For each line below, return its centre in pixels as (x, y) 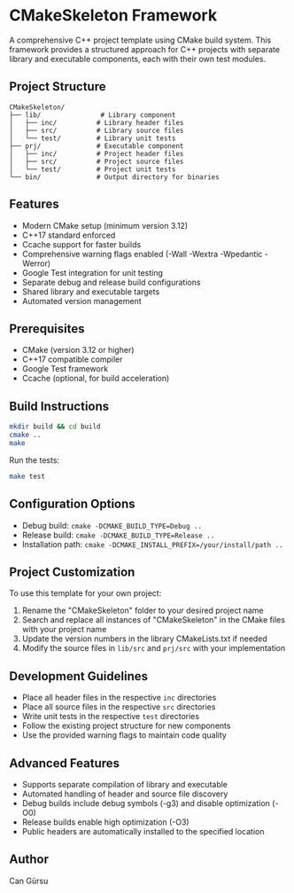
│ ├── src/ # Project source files (97, 161)
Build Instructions (59, 406)
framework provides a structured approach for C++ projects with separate (145, 49)
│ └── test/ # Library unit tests (93, 138)
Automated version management (81, 301)
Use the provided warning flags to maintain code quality (124, 735)
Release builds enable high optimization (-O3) (105, 822)
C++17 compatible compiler (72, 359)
